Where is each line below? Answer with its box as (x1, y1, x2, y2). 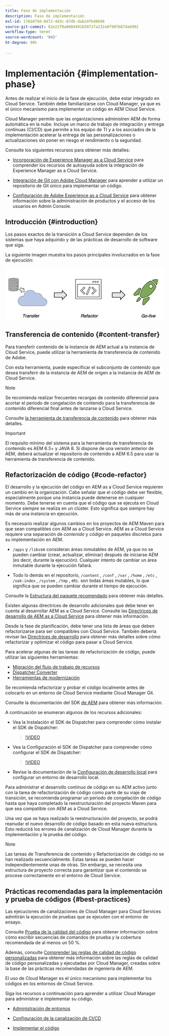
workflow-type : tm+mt (5, 29, 51, 35)
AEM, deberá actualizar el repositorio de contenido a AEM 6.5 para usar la (5, 451, 159, 457)
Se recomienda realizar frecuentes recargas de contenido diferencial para (5, 394, 159, 401)
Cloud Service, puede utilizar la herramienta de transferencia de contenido (5, 349, 160, 355)
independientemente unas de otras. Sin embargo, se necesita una (5, 862, 142, 868)
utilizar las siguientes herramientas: (5, 654, 79, 661)
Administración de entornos (12, 1006, 71, 1012)
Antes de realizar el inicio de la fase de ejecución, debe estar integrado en (5, 95, 160, 101)
